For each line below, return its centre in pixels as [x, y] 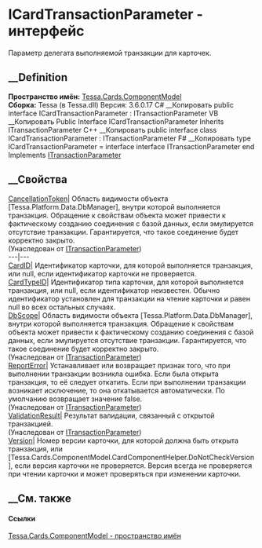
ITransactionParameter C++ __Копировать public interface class [113, 130]
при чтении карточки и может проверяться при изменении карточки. [125, 473]
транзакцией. [31, 424]
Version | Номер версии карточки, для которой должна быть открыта [124, 440]
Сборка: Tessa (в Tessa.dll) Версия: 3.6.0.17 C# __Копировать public [121, 104]
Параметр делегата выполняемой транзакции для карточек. [110, 53]
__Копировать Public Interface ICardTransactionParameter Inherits [116, 121]
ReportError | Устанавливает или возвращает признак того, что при [120, 365]
